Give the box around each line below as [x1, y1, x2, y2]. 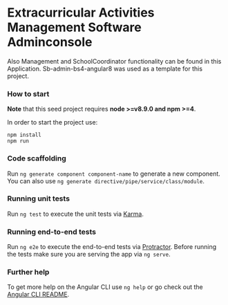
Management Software [7, 19, 142, 35]
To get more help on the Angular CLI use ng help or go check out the [7, 283, 203, 291]
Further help [7, 268, 50, 277]
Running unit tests [7, 194, 70, 203]
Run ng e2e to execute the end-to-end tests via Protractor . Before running [7, 243, 217, 251]
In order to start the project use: [7, 118, 98, 127]
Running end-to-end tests [7, 227, 97, 237]
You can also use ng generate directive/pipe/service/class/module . [7, 176, 205, 185]
